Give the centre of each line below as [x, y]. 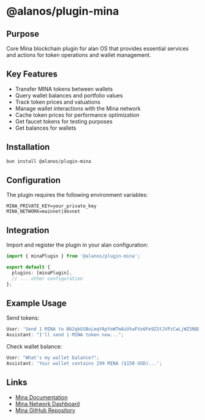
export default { [28, 267]
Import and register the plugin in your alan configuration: [77, 245]
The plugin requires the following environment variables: [77, 195]
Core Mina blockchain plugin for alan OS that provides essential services [98, 48]
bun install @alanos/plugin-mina [49, 161]
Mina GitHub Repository [45, 410]
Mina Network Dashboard [48, 403]
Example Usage [37, 303]
